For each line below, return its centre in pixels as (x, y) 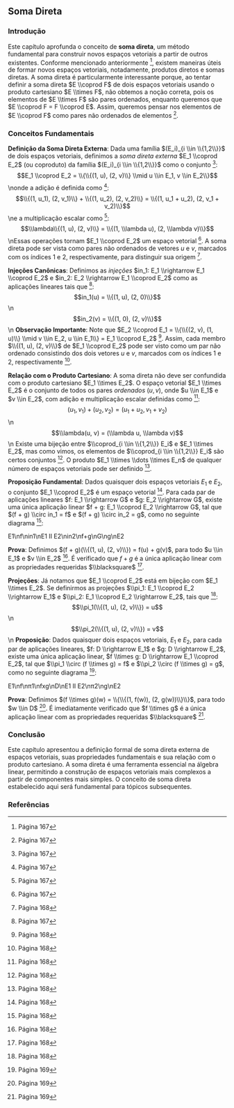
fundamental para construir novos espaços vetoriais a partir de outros (108, 54)
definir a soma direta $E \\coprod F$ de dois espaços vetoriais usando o (111, 85)
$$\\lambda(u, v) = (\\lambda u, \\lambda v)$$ (117, 433)
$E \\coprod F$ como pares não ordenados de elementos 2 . (93, 115)
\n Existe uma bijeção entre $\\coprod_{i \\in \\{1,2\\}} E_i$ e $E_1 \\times (111, 444)
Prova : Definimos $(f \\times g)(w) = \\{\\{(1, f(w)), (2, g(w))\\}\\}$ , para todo (116, 699)
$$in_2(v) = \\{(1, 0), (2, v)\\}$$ (117, 319)
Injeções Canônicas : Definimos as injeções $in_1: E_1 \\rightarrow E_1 (107, 270)
